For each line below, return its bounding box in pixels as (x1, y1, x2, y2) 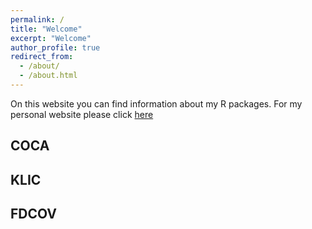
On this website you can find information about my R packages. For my (10, 97, 303, 110)
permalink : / (10, 14, 65, 25)
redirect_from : (10, 52, 74, 62)
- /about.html (19, 71, 78, 81)
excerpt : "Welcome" (10, 33, 92, 43)
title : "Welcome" (10, 24, 83, 34)
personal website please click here (10, 108, 154, 120)
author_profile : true (10, 42, 101, 53)
